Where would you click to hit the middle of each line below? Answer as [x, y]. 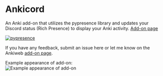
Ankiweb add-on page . [29, 53]
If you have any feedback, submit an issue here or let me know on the [78, 47]
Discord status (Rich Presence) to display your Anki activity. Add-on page [82, 28]
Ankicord [25, 9]
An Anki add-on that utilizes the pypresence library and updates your [77, 23]
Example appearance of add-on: [39, 62]
